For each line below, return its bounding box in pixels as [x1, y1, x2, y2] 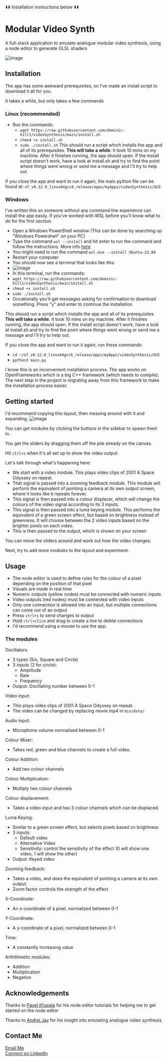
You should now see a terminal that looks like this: [12, 260, 115, 266]
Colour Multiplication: [5, 776, 49, 782]
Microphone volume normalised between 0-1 [12, 727, 105, 733]
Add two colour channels [12, 766, 64, 772]
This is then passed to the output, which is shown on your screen [12, 528, 147, 534]
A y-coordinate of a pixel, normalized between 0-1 [12, 925, 116, 931]
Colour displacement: [5, 795, 49, 801]
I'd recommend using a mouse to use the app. [12, 623, 107, 629]
